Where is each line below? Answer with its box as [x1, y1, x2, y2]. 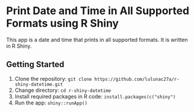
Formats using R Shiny [6, 17, 119, 30]
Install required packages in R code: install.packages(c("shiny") [14, 93, 176, 100]
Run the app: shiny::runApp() [14, 99, 88, 106]
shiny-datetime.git [14, 81, 63, 87]
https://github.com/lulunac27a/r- [94, 76, 180, 82]
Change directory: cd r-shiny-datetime [14, 87, 112, 94]
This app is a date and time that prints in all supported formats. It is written [6, 36, 188, 43]
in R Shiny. [6, 42, 32, 50]
